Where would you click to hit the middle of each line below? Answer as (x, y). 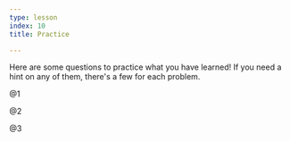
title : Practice (39, 34)
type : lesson (33, 17)
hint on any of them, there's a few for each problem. (105, 77)
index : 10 (28, 26)
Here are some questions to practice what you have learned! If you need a (145, 67)
